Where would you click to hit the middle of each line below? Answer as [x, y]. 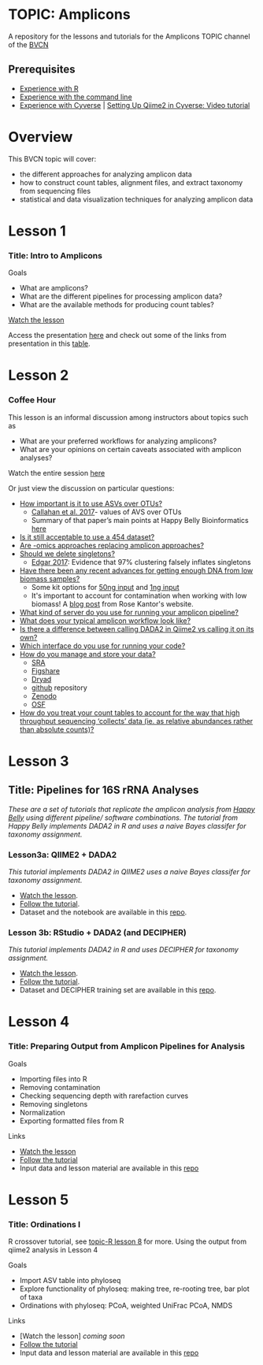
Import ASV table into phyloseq [70, 1281]
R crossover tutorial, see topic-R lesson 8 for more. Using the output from [128, 1241]
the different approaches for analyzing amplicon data [106, 174]
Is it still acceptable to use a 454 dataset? [87, 536]
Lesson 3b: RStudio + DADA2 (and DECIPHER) [97, 933]
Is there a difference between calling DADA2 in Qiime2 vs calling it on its [137, 629]
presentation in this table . [49, 343]
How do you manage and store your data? [87, 654]
